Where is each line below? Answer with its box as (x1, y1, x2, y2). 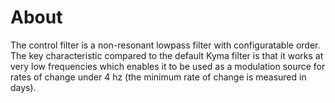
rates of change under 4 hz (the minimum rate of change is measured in (10, 71, 307, 83)
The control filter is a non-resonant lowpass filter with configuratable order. (10, 39, 321, 51)
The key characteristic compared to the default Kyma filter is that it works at (10, 49, 324, 61)
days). (10, 81, 37, 93)
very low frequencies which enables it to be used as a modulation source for (10, 60, 326, 72)
